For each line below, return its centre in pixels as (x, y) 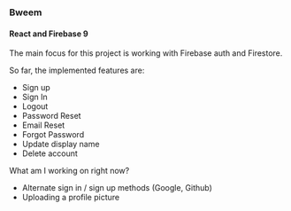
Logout (35, 106)
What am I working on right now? (69, 171)
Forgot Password (53, 135)
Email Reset (43, 125)
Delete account (50, 153)
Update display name (61, 145)
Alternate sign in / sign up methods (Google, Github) (117, 188)
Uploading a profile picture (71, 198)
